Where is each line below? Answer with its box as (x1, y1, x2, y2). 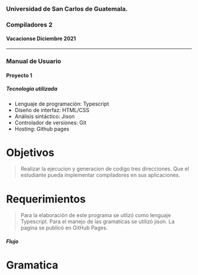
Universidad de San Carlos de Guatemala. (6, 5, 128, 13)
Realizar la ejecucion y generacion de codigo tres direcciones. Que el (20, 165, 190, 172)
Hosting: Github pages (14, 125, 70, 132)
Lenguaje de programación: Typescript (14, 100, 110, 107)
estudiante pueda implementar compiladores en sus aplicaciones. (20, 172, 181, 179)
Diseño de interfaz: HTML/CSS (14, 106, 90, 113)
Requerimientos (6, 192, 86, 205)
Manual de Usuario (6, 57, 61, 65)
